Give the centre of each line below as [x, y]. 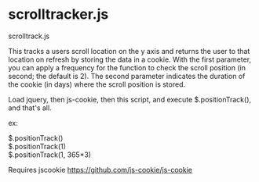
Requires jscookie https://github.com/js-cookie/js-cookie [100, 170]
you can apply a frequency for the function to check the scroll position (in [127, 67]
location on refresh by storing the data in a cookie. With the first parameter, [130, 59]
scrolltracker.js [58, 14]
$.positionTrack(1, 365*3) [50, 155]
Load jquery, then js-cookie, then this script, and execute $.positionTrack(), [130, 99]
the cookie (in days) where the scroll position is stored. [97, 84]
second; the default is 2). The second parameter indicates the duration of [127, 76]
